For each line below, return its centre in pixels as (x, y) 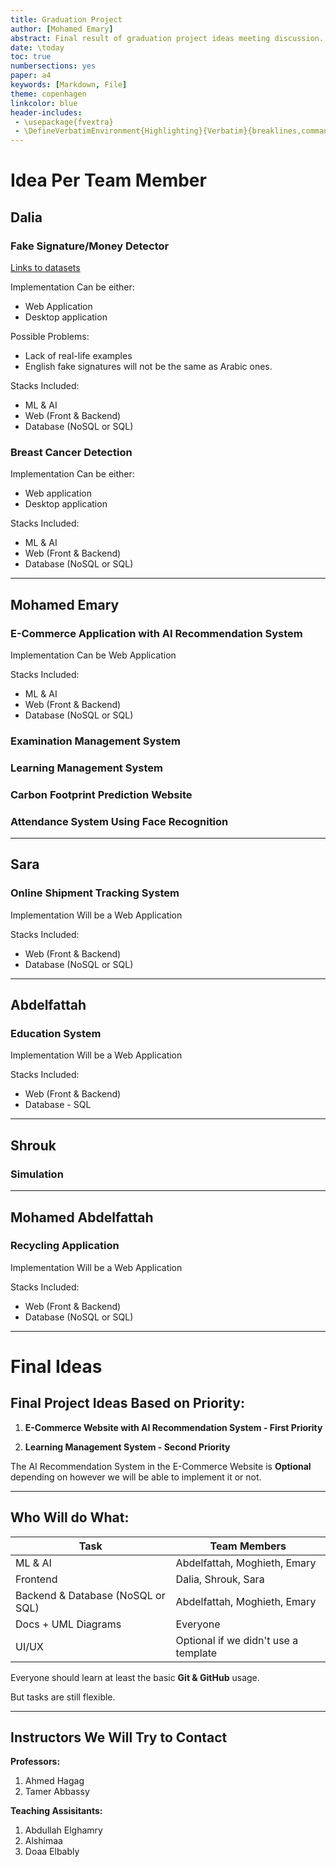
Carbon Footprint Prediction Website (101, 794)
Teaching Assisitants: (56, 1811)
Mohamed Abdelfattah (82, 1217)
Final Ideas (56, 1366)
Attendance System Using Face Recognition (119, 821)
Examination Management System (95, 741)
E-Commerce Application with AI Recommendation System (156, 633)
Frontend (36, 1579)
